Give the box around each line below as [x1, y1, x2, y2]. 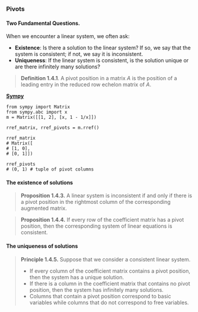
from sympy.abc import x [6, 109, 68, 115]
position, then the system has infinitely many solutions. [29, 286, 164, 293]
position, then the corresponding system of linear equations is [20, 222, 173, 230]
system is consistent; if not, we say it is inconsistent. [14, 51, 143, 58]
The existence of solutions [6, 179, 73, 186]
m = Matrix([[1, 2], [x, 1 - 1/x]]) [6, 115, 97, 121]
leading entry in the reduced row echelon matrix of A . [20, 81, 152, 88]
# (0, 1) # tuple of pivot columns [6, 166, 94, 172]
